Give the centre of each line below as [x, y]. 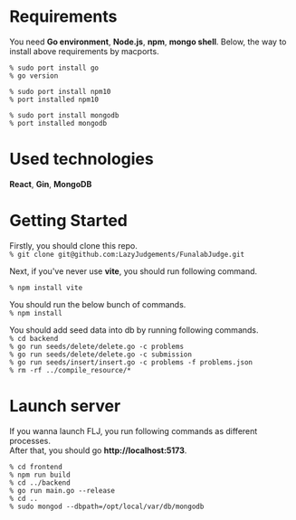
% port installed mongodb [58, 123]
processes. [30, 440]
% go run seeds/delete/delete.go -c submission [101, 355]
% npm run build [40, 475]
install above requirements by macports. [85, 51]
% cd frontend [36, 467]
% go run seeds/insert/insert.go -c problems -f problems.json [131, 362]
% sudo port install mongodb [64, 115]
